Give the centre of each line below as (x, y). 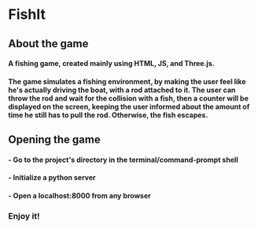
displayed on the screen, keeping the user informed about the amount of (129, 106)
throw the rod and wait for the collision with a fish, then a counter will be (129, 98)
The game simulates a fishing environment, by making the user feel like (127, 81)
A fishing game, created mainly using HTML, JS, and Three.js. (111, 64)
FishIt (27, 15)
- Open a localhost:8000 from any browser (79, 195)
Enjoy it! (24, 216)
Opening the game (54, 140)
